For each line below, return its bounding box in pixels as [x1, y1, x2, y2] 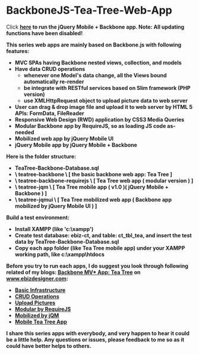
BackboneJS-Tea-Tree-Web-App [6, 4, 172, 17]
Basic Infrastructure [14, 287, 66, 294]
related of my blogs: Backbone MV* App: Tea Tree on [6, 269, 141, 276]
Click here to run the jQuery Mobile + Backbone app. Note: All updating [6, 23, 185, 30]
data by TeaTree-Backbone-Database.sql [14, 238, 119, 245]
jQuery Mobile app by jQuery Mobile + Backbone [14, 141, 138, 148]
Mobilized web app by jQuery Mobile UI [14, 135, 114, 142]
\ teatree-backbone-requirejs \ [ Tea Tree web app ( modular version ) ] [14, 177, 194, 184]
